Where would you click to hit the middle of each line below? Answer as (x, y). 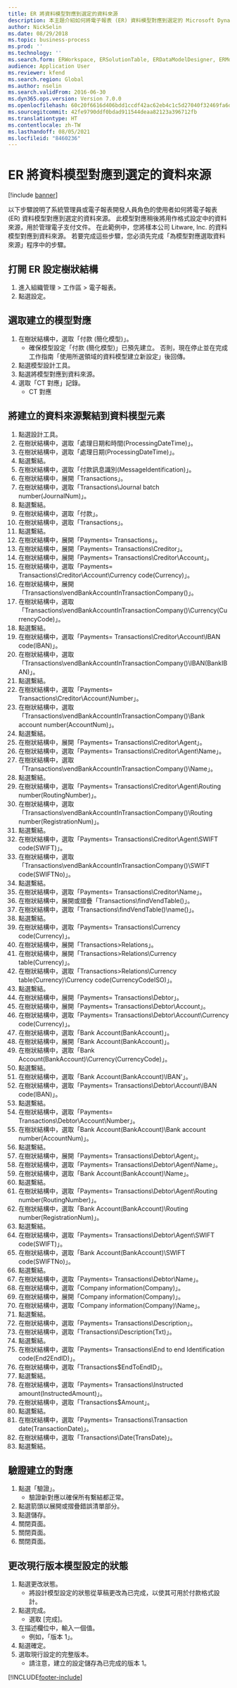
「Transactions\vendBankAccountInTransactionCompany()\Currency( (119, 610)
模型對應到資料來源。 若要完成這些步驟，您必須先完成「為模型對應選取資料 (117, 236)
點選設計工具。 (40, 434)
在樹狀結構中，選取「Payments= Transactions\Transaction (103, 1420)
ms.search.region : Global (46, 79)
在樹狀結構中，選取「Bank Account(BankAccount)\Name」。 (105, 1173)
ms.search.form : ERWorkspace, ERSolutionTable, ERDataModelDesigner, (112, 60)
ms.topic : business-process (49, 40)
